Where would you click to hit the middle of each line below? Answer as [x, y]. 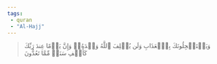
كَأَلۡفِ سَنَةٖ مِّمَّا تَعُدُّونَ [56, 53]
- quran [21, 20]
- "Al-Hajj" [27, 26]
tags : [15, 13]
